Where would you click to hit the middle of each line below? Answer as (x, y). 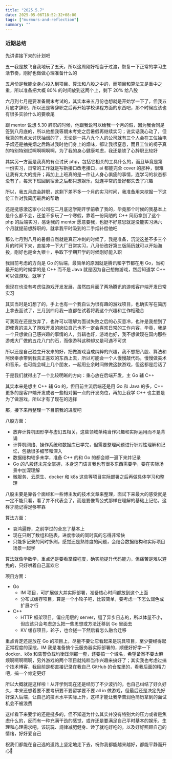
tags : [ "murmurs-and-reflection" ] (42, 20)
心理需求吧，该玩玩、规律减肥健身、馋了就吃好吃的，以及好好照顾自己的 (90, 727)
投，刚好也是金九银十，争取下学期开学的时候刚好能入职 (63, 252)
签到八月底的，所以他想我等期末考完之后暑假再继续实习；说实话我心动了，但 (86, 131)
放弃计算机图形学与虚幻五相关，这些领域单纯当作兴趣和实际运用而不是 (87, 431)
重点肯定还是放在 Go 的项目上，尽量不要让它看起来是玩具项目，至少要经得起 (86, 641)
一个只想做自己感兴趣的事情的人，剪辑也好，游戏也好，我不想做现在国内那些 (86, 334)
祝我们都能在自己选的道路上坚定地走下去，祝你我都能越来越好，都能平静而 (84, 744)
